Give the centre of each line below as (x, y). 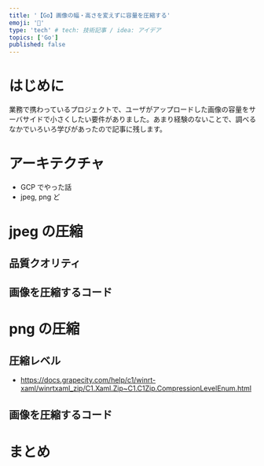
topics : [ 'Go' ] (34, 37)
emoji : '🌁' (27, 23)
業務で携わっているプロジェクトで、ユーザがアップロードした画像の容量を (129, 109)
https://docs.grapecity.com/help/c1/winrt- (88, 379)
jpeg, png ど (40, 197)
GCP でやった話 (46, 187)
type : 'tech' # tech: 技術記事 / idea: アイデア (85, 30)
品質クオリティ (45, 263)
